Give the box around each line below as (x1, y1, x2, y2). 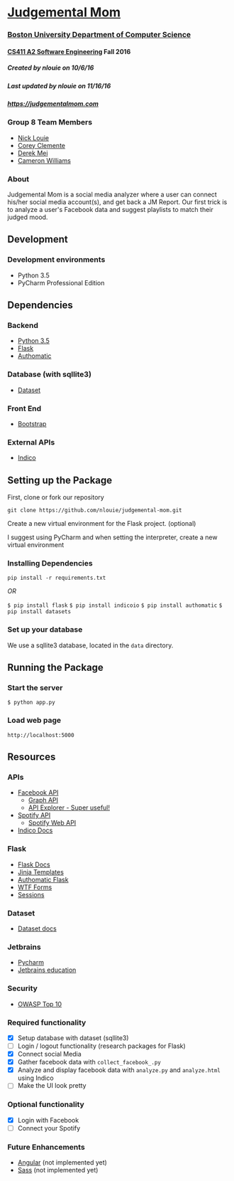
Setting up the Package (7, 474, 113, 486)
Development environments (7, 255, 106, 265)
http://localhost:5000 (7, 731, 74, 738)
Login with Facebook (17, 1116, 79, 1124)
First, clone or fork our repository (7, 493, 104, 502)
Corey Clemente (17, 141, 66, 149)
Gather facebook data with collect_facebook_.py (17, 1058, 161, 1066)
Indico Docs (17, 826, 53, 835)
